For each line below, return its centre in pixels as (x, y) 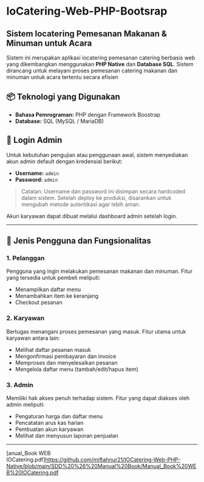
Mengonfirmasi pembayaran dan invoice (66, 356)
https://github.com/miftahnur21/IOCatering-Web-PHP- (113, 460)
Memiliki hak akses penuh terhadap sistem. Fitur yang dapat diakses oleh (98, 398)
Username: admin (37, 173)
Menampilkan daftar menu (48, 289)
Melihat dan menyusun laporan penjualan (66, 435)
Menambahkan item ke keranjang (57, 296)
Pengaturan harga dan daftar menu (59, 416)
